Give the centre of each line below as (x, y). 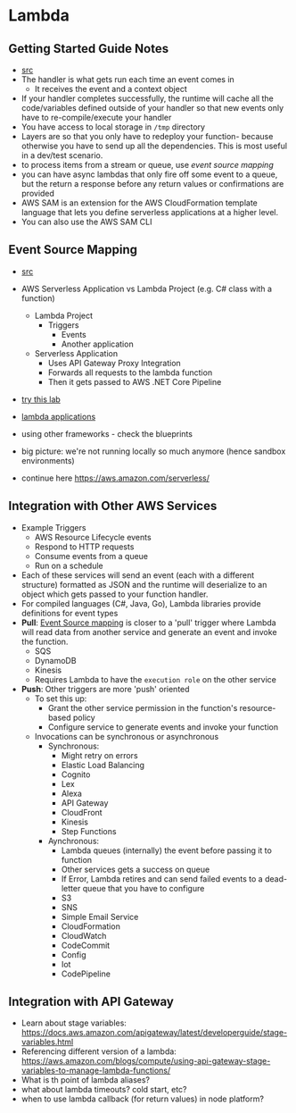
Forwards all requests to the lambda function (130, 372)
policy (84, 717)
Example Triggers (53, 527)
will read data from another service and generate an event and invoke (149, 632)
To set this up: (61, 699)
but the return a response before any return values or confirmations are (152, 184)
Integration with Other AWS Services (113, 506)
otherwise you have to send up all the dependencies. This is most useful (154, 146)
